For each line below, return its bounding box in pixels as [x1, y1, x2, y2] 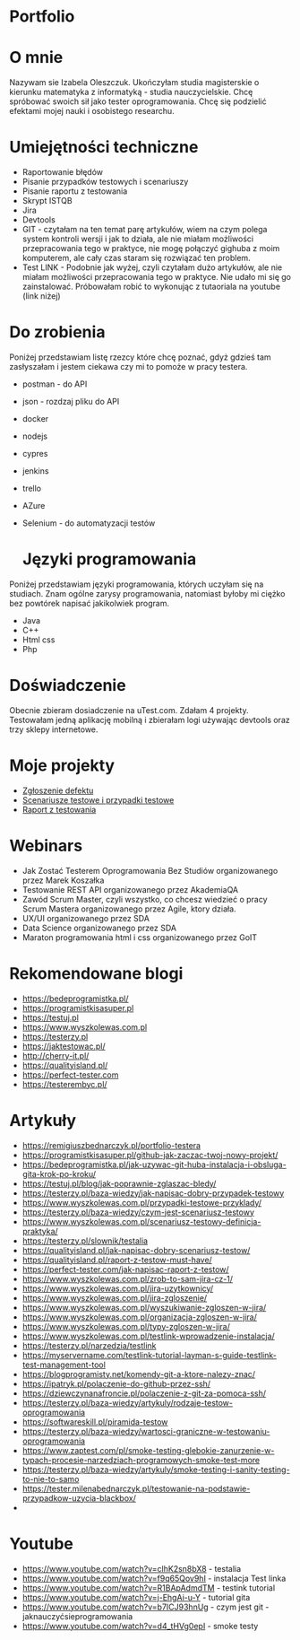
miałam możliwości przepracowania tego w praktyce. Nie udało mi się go [21, 272, 292, 283]
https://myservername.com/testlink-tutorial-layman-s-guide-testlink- [21, 1349, 278, 1360]
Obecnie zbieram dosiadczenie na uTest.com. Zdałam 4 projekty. [9, 704, 249, 715]
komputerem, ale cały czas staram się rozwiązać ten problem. [21, 253, 251, 264]
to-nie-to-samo [21, 1473, 80, 1484]
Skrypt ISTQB [21, 196, 73, 206]
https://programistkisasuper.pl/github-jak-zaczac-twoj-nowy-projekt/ [21, 1149, 279, 1160]
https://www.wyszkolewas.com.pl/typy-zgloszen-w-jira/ [21, 1321, 230, 1331]
